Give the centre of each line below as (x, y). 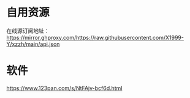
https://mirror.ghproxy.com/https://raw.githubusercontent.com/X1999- (95, 37)
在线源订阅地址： (28, 31)
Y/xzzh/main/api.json (33, 44)
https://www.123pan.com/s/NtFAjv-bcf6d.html (64, 88)
